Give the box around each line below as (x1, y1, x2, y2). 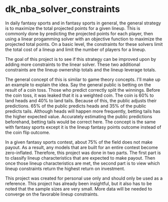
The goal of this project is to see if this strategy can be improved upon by (5, 56, 156, 62)
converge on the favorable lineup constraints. (5, 191, 99, 197)
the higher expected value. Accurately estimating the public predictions (5, 113, 152, 119)
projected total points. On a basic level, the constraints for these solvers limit (5, 41, 163, 47)
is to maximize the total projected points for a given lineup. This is (5, 25, 140, 31)
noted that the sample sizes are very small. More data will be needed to (5, 186, 152, 192)
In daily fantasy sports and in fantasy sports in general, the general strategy (5, 20, 161, 26)
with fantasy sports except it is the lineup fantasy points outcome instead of (5, 124, 161, 130)
